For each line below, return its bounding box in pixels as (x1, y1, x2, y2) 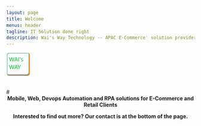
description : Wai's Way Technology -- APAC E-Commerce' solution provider (6, 35, 197, 41)
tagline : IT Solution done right (6, 29, 90, 35)
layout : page (6, 10, 39, 16)
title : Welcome (6, 16, 44, 22)
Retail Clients (83, 102, 118, 109)
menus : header (6, 22, 42, 28)
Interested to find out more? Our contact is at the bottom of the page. (13, 113, 188, 120)
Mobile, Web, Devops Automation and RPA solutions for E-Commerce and (7, 95, 194, 102)
